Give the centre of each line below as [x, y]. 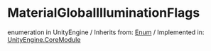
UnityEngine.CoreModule [44, 39]
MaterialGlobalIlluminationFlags [104, 13]
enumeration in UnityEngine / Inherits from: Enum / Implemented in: [106, 32]
